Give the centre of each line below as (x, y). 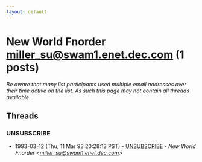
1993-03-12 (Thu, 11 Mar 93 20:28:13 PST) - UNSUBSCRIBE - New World (105, 146)
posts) (23, 67)
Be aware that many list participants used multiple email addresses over (96, 84)
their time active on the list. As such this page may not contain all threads (98, 91)
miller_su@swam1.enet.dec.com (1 (95, 54)
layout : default (27, 12)
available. (19, 97)
